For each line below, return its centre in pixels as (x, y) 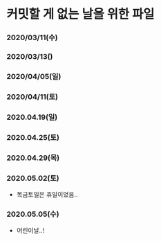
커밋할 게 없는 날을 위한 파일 (80, 14)
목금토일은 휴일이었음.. (47, 194)
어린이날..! (30, 231)
